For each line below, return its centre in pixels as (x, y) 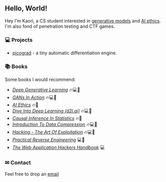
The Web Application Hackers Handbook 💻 (58, 148)
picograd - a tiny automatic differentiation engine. (65, 53)
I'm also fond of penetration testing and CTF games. (60, 26)
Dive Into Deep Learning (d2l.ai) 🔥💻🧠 (52, 111)
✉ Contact (18, 163)
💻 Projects (19, 39)
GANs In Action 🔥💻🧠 (34, 97)
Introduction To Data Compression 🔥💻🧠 (55, 125)
